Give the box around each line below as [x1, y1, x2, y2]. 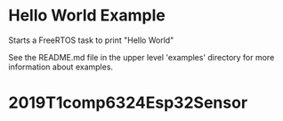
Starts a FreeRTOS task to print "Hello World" [8, 35, 174, 45]
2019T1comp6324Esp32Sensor [8, 93, 248, 113]
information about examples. [8, 61, 113, 72]
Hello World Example [8, 5, 166, 26]
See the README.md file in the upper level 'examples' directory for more [8, 52, 275, 62]
